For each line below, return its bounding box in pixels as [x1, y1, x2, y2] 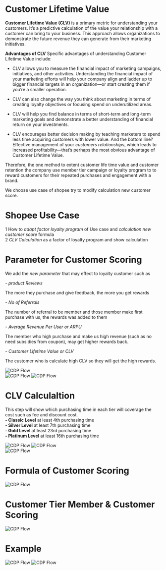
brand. [5, 177, 19, 183]
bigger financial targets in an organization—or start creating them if [12, 81, 150, 87]
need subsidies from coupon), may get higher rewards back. [5, 339, 129, 344]
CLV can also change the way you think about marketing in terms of [12, 96, 151, 102]
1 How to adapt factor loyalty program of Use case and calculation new [5, 226, 152, 232]
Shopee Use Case [5, 210, 80, 221]
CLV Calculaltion [5, 390, 75, 401]
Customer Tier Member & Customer [5, 499, 155, 510]
